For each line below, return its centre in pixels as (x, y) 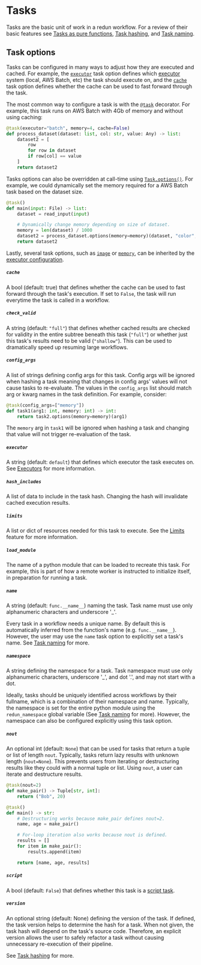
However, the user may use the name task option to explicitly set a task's (95, 637)
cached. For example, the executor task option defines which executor (93, 73)
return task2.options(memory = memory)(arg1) (72, 416)
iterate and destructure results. (44, 774)
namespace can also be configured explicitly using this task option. (89, 721)
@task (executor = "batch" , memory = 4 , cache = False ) (68, 128)
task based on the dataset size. (45, 192)
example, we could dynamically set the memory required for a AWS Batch (97, 185)
